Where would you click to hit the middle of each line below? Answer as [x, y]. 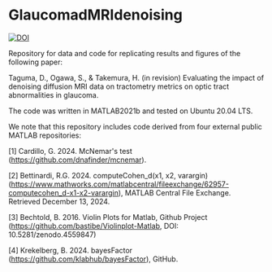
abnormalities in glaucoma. [54, 94]
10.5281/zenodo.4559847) [52, 235]
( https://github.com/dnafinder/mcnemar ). [78, 160]
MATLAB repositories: [45, 135]
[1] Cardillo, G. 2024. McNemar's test [70, 151]
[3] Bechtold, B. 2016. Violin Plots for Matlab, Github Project [108, 217]
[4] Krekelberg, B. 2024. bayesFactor [70, 250]
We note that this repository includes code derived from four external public [135, 126]
